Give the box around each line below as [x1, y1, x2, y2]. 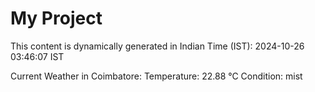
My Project [10, 7, 103, 30]
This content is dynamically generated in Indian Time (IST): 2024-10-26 [10, 40, 305, 52]
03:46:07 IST [10, 50, 65, 62]
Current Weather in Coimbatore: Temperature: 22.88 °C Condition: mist [10, 70, 303, 82]
